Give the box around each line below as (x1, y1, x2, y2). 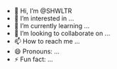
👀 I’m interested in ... (13, 14, 74, 23)
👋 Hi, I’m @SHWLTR (13, 7, 72, 15)
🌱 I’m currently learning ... (13, 22, 90, 30)
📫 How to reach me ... (13, 37, 80, 45)
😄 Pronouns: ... (13, 47, 60, 56)
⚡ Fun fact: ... (13, 55, 53, 63)
